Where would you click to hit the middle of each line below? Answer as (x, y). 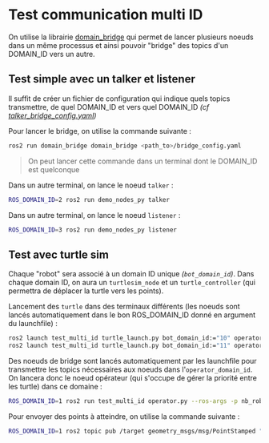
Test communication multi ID (106, 15)
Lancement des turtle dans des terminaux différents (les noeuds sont (124, 307)
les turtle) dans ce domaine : (55, 386)
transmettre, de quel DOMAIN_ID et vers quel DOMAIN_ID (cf (109, 107)
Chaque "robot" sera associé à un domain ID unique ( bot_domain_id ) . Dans (131, 274)
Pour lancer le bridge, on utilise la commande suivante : (100, 131)
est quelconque (54, 169)
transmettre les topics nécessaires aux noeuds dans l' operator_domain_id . (130, 369)
